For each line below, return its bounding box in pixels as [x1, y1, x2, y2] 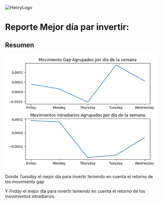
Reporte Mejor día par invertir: [5, 22, 130, 33]
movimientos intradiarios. [5, 193, 56, 199]
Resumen [5, 41, 34, 49]
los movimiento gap [5, 179, 45, 185]
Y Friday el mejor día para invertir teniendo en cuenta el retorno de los [5, 188, 146, 194]
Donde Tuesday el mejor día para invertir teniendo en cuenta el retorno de [5, 174, 153, 179]
